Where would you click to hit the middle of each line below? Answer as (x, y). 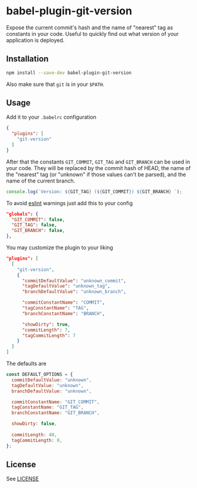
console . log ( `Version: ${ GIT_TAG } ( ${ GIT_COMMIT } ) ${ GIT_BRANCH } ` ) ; (94, 192)
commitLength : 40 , (35, 435)
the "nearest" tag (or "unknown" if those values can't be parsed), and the (96, 174)
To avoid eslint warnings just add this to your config (69, 203)
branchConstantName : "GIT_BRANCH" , (56, 413)
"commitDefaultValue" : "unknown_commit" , (74, 281)
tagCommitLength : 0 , (37, 440)
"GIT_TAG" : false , (35, 225)
